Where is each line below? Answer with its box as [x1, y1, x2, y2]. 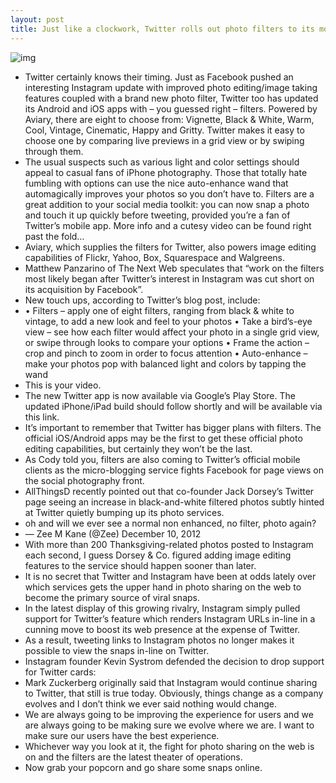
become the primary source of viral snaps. [24, 591, 200, 603]
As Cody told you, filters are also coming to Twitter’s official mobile [24, 453, 301, 465]
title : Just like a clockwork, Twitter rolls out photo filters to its [10, 24, 315, 34]
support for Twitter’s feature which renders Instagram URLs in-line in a [24, 612, 316, 625]
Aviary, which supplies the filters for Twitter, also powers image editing [24, 241, 317, 253]
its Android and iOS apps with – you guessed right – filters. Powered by [24, 102, 318, 115]
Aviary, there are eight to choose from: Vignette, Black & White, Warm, [24, 113, 315, 125]
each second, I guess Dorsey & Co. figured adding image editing [24, 549, 292, 561]
